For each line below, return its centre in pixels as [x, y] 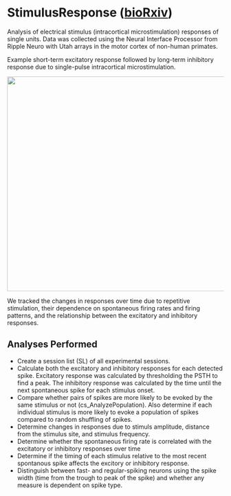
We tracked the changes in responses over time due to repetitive [99, 301]
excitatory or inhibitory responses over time [79, 449]
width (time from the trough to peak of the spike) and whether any [111, 477]
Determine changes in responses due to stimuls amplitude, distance [113, 427]
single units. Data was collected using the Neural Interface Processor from [112, 38]
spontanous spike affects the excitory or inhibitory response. [103, 463]
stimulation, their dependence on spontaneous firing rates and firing [104, 308]
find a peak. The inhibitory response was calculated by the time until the [119, 383]
